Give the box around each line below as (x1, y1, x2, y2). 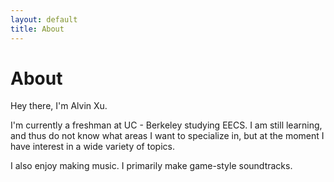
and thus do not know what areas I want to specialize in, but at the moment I (10, 130, 325, 142)
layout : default (10, 14, 78, 25)
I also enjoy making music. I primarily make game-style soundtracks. (10, 160, 293, 172)
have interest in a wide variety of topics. (10, 141, 175, 153)
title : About (10, 24, 65, 34)
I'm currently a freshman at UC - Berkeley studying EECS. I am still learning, (10, 119, 323, 131)
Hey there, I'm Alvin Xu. (10, 100, 108, 112)
